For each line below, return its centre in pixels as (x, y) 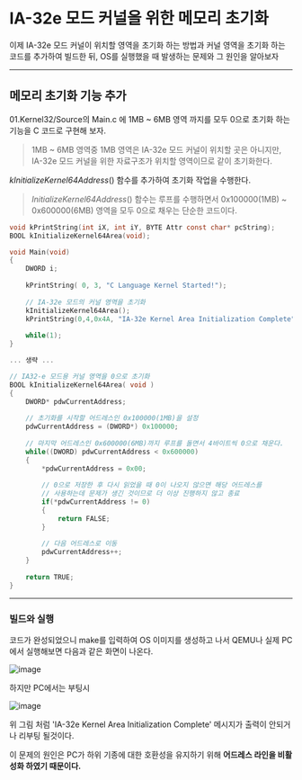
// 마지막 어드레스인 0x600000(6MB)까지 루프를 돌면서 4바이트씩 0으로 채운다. (155, 443)
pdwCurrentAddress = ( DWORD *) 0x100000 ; (102, 427)
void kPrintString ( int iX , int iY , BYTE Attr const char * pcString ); (142, 227)
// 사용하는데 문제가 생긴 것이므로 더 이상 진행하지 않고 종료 (141, 494)
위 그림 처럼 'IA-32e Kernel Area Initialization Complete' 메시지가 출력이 (138, 724)
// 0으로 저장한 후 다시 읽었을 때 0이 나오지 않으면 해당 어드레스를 (152, 485)
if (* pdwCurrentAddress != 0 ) (96, 502)
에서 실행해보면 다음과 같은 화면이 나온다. (81, 651)
